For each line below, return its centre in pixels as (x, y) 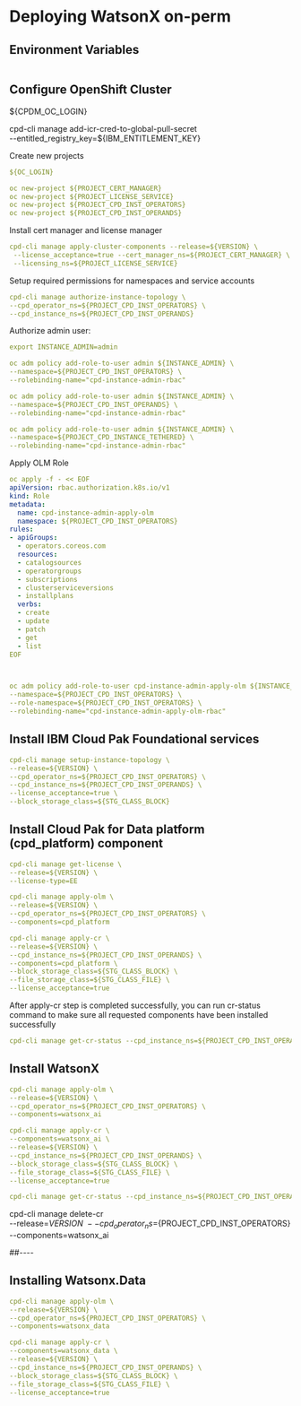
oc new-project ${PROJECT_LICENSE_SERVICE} (92, 196)
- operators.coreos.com (61, 546)
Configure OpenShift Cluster (90, 90)
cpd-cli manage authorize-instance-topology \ (98, 297)
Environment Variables (74, 50)
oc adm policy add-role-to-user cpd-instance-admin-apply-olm (128, 686)
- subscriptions (47, 579)
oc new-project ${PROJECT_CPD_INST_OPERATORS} (98, 205)
